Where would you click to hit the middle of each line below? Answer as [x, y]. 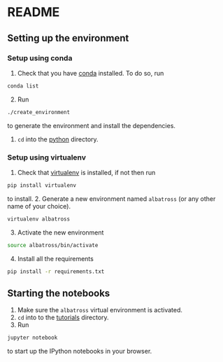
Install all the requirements [56, 258]
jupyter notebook [33, 338]
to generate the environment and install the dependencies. [92, 125]
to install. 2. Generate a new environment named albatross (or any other [111, 199]
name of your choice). [39, 206]
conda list [23, 86]
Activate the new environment [60, 232]
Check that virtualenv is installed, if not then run [86, 172]
